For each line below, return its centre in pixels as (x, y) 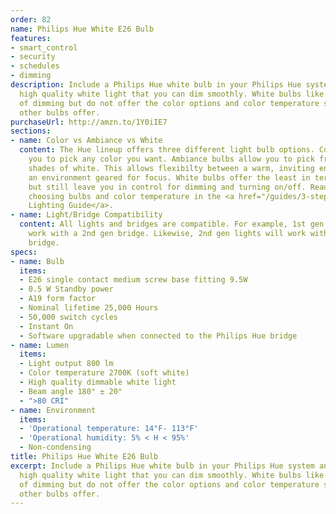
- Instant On (46, 326)
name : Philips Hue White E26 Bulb (82, 29)
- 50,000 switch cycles (68, 317)
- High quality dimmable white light (98, 382)
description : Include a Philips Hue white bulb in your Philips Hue (156, 85)
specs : (24, 252)
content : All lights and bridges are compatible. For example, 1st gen (172, 224)
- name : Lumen (40, 345)
